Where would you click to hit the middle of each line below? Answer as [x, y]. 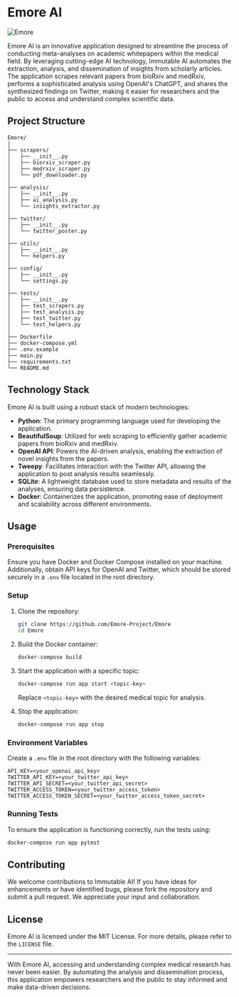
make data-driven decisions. [49, 987]
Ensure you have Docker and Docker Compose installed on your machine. [116, 562]
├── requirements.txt [39, 362]
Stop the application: [48, 712]
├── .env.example [33, 349]
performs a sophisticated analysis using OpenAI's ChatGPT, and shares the [118, 83]
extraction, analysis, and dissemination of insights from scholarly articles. [115, 68]
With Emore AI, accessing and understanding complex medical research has [119, 964]
